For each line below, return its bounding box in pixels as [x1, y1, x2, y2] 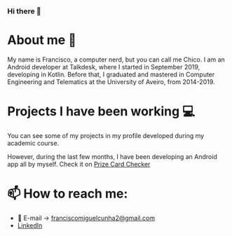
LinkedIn [17, 221, 43, 230]
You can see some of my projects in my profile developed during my [7, 131, 205, 139]
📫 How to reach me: [7, 186, 128, 202]
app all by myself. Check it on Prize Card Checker [7, 160, 151, 168]
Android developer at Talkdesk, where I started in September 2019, [7, 62, 200, 71]
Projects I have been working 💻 [7, 104, 196, 120]
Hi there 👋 [7, 6, 42, 16]
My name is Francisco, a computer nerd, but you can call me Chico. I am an [7, 55, 226, 64]
